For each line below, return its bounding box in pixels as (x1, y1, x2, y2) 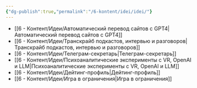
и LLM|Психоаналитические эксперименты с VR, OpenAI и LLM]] (14, 63, 180, 70)
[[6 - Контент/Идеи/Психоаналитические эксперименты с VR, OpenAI (14, 56, 192, 63)
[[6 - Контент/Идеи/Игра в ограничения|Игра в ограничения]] (14, 75, 172, 82)
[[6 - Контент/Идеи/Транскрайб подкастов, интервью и (14, 37, 155, 44)
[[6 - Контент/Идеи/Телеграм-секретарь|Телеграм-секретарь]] (14, 50, 177, 57)
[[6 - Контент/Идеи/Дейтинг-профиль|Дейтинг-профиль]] (14, 69, 161, 76)
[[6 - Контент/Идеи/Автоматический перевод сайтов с (14, 25, 153, 32)
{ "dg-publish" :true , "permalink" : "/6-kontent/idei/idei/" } (5, 8, 152, 15)
